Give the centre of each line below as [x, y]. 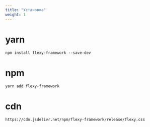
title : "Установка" [26, 10]
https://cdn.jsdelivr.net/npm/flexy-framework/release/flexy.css [75, 120]
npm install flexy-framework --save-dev [48, 53]
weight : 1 [16, 15]
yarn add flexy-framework [32, 86]
